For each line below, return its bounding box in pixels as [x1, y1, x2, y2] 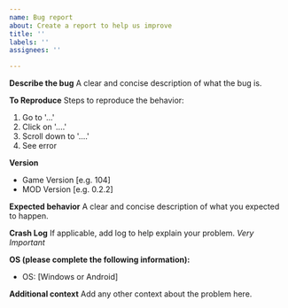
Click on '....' [21, 121, 67, 133]
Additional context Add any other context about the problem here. [9, 289, 253, 299]
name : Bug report [9, 12, 74, 22]
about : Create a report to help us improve [9, 21, 173, 30]
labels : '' [9, 37, 50, 47]
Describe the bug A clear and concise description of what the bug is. [9, 78, 262, 89]
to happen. [9, 211, 49, 221]
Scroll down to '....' [21, 131, 90, 142]
